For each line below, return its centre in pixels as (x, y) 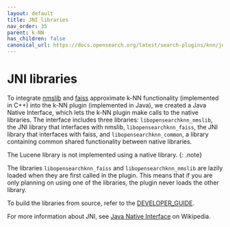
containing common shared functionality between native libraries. (100, 142)
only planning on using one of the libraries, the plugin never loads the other (113, 183)
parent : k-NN (26, 32)
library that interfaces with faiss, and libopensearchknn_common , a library (108, 134)
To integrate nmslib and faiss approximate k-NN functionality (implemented (113, 98)
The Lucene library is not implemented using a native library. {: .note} (105, 155)
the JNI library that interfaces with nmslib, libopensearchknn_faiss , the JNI (112, 126)
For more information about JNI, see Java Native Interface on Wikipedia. (109, 216)
